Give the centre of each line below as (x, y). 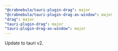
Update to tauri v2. (24, 43)
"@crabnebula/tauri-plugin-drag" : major (48, 10)
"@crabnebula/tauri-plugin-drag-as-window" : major (59, 15)
